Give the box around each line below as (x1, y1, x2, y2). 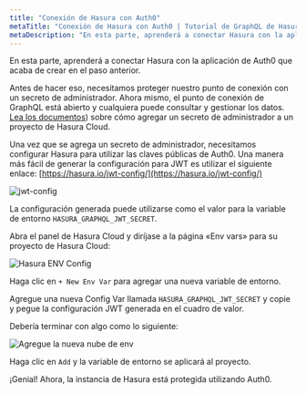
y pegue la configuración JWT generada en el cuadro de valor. (9, 303, 244, 315)
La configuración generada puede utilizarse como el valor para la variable (9, 203, 287, 214)
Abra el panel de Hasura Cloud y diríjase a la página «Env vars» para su (9, 231, 278, 242)
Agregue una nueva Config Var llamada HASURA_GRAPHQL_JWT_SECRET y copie (9, 294, 291, 305)
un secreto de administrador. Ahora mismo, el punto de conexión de (9, 92, 264, 103)
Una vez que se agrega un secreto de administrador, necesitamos (9, 139, 257, 150)
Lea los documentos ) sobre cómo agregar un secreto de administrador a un (9, 111, 294, 123)
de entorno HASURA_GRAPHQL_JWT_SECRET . (9, 213, 158, 224)
